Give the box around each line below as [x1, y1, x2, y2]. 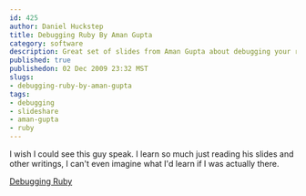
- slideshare [9, 107, 59, 116]
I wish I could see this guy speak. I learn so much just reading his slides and [9, 149, 294, 160]
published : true [9, 56, 71, 65]
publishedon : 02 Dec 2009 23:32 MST [9, 65, 148, 74]
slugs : [9, 73, 35, 82]
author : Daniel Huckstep [9, 22, 104, 31]
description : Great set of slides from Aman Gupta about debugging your [9, 47, 291, 57]
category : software [9, 38, 84, 48]
